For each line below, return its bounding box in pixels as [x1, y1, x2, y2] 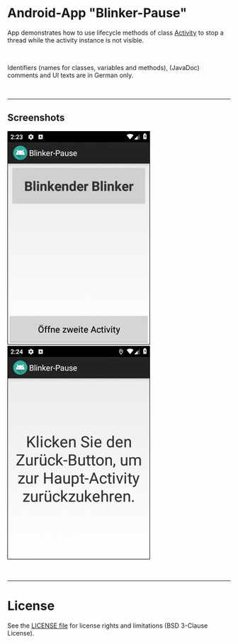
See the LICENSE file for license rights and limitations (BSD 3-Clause [7, 621, 208, 630]
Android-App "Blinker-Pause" [7, 5, 188, 21]
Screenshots [7, 112, 65, 124]
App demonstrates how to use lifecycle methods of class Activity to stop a [7, 28, 225, 37]
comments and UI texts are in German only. [7, 71, 134, 79]
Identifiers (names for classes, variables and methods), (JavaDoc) [7, 63, 200, 72]
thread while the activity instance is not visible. [7, 35, 144, 44]
